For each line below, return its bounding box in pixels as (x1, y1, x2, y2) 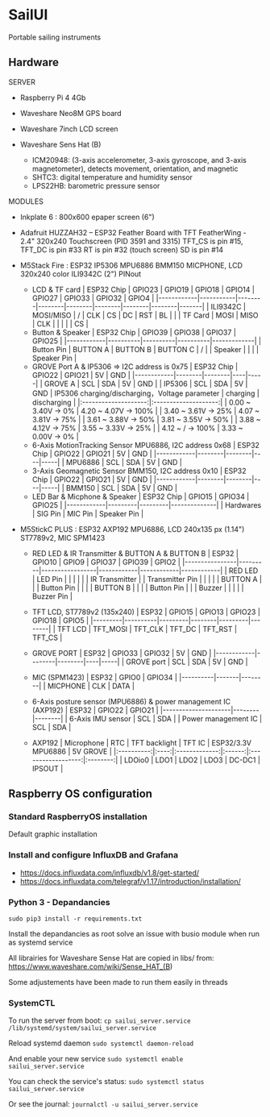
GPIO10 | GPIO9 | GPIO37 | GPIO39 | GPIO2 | (31, 557, 181, 567)
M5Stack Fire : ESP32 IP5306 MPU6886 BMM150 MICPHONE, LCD (19, 260, 243, 270)
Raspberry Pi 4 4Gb (19, 93, 86, 102)
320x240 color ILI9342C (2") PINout (19, 268, 142, 279)
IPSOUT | (31, 763, 64, 773)
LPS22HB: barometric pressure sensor (31, 181, 160, 190)
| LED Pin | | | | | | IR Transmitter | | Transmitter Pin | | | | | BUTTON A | (31, 574, 262, 583)
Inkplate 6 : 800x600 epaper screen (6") (19, 212, 155, 222)
